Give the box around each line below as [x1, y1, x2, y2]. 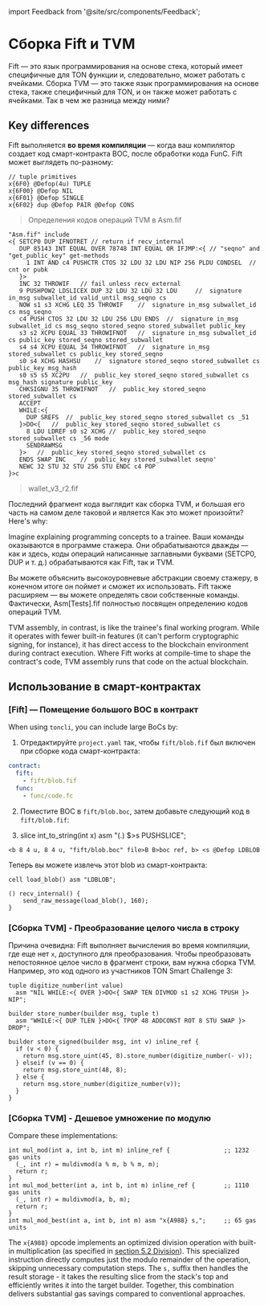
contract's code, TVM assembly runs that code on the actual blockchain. [8, 656, 249, 666]
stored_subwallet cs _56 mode [8, 434, 110, 443]
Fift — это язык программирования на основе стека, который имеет [8, 61, 243, 71]
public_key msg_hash [8, 364, 78, 372]
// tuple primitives [8, 173, 78, 181]
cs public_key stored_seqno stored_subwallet [8, 336, 163, 344]
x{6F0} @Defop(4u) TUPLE [8, 180, 91, 188]
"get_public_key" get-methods [8, 251, 110, 259]
